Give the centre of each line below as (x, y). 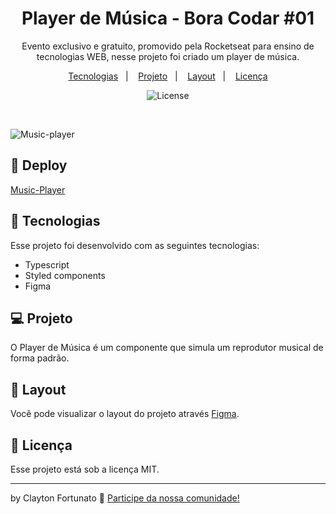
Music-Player (38, 189)
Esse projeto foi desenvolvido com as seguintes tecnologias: (135, 245)
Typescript (47, 264)
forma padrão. (40, 358)
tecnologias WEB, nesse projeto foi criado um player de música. (168, 56)
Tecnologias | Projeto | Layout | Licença (168, 76)
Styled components (65, 275)
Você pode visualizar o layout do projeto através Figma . (125, 414)
